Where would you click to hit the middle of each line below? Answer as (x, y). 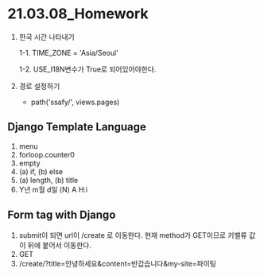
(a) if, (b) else (41, 171)
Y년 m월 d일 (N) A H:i (53, 189)
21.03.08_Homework (78, 14)
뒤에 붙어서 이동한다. (60, 245)
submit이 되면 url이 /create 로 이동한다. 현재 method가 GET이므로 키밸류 (133, 235)
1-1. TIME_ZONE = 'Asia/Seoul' (68, 52)
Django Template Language (77, 127)
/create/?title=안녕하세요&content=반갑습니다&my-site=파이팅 (117, 263)
